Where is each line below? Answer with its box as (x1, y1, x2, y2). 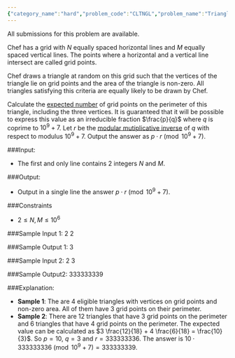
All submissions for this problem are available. (7, 29, 140, 38)
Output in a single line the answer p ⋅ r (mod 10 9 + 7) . (17, 186, 171, 196)
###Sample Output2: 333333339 (7, 270, 104, 279)
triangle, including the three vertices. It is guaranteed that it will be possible (7, 107, 224, 116)
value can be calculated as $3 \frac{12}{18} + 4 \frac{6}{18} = (17, 327, 196, 336)
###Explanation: (7, 284, 55, 292)
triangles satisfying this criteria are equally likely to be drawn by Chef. (7, 86, 208, 95)
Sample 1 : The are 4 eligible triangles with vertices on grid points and (17, 297, 218, 305)
